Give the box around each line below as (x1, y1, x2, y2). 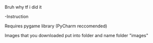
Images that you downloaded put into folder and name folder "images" (4, 33, 149, 38)
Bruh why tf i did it (4, 4, 42, 10)
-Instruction (4, 14, 29, 19)
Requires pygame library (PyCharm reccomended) (4, 23, 107, 29)
